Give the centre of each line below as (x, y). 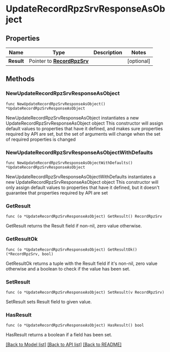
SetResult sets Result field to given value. (49, 301)
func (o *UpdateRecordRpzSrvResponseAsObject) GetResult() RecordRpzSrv (84, 217)
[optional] (139, 61)
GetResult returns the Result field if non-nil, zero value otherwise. (74, 226)
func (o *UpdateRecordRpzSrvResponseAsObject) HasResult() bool (75, 325)
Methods (20, 79)
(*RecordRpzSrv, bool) (30, 254)
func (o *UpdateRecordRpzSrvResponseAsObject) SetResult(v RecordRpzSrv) (85, 292)
